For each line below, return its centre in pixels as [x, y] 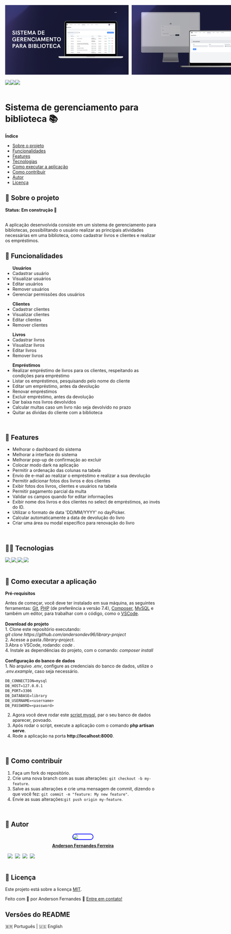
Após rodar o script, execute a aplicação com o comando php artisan [83, 725]
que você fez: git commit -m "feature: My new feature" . [71, 794]
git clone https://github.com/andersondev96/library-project [66, 634]
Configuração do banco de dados [40, 661]
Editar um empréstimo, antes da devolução [56, 386]
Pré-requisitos [20, 593]
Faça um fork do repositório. [41, 773]
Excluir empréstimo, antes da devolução [53, 397]
